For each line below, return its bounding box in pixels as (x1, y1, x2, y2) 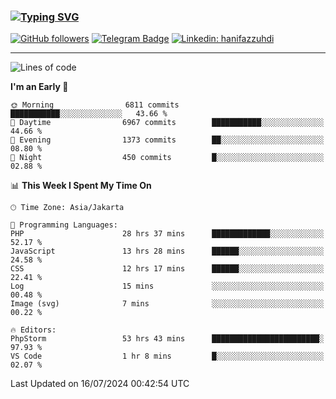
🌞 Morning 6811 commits (10, 100, 180, 110)
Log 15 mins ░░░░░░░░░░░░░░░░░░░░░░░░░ (10, 281, 325, 292)
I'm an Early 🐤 (10, 81, 69, 93)
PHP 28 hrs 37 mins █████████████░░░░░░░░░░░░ (10, 229, 325, 239)
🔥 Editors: (10, 325, 57, 335)
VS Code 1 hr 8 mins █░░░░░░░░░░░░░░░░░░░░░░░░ (10, 351, 325, 362)
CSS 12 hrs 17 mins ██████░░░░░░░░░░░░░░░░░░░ (10, 264, 325, 274)
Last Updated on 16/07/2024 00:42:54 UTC (10, 378, 190, 390)
